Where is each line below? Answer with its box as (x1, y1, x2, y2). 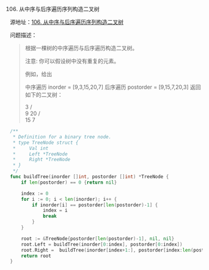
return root (21, 253, 51, 259)
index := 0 (21, 190, 49, 197)
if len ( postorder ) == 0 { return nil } (21, 179, 117, 186)
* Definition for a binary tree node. (12, 133, 112, 140)
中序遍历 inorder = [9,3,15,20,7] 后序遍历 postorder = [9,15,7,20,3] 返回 (24, 83, 201, 91)
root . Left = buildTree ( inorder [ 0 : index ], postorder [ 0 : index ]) (21, 241, 183, 247)
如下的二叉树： (24, 91, 63, 98)
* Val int (12, 145, 49, 151)
